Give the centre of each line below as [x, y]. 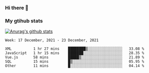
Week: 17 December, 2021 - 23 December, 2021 [52, 40]
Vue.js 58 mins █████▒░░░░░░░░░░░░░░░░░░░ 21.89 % [75, 57]
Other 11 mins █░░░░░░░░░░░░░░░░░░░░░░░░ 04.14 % [75, 66]
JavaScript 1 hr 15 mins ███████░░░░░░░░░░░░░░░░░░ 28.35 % [75, 53]
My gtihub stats [24, 20]
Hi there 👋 [17, 8]
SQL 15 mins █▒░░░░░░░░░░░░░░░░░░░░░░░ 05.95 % [75, 62]
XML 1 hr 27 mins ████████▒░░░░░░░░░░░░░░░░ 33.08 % [75, 49]
